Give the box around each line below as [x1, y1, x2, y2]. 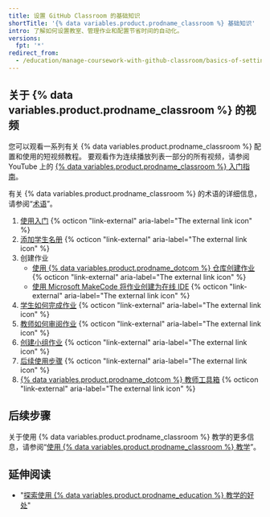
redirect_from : [8, 49, 59, 57]
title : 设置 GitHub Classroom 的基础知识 [8, 11, 141, 20]
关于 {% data [8, 88, 74, 102]
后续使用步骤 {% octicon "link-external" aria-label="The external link [19, 355, 247, 366]
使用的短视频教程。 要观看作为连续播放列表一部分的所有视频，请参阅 [22, 151, 250, 161]
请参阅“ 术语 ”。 [8, 199, 58, 208]
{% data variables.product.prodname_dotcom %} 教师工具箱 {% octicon [19, 375, 259, 384]
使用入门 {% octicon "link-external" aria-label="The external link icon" [19, 215, 253, 225]
